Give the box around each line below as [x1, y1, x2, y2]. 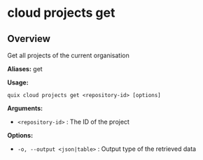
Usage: [7, 78, 29, 87]
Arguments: [7, 104, 43, 112]
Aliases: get [7, 65, 43, 73]
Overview [7, 33, 51, 45]
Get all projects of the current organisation [7, 51, 129, 59]
